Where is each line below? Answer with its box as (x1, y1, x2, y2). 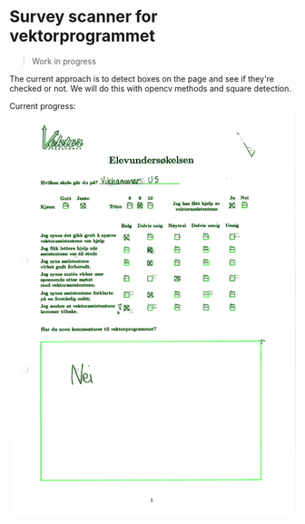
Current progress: (9, 100, 76, 111)
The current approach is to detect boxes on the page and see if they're (9, 73, 275, 84)
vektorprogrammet (9, 25, 156, 46)
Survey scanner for (9, 6, 158, 27)
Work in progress (31, 55, 97, 66)
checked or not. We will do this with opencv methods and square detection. (9, 83, 292, 94)
